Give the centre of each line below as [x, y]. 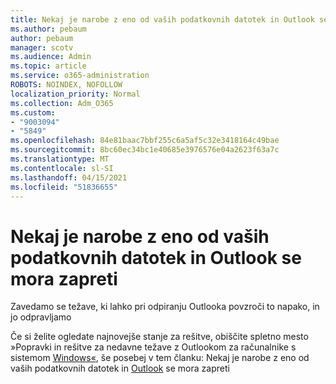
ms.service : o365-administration [80, 76]
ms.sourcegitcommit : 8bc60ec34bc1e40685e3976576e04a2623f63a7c [145, 150]
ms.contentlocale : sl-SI [62, 168]
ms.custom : [33, 112]
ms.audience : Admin [51, 57]
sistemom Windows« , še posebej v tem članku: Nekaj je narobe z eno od [160, 358]
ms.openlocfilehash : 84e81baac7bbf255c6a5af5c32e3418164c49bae [145, 141]
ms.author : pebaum [48, 29]
